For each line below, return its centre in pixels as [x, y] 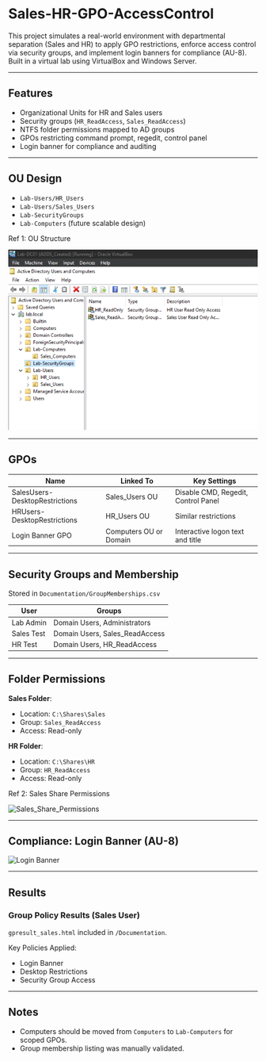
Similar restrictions [205, 515]
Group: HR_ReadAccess [55, 769]
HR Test [25, 645]
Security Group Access [57, 980]
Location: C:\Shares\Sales [63, 714]
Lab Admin [29, 622]
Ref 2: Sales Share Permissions [59, 793]
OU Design [35, 179]
